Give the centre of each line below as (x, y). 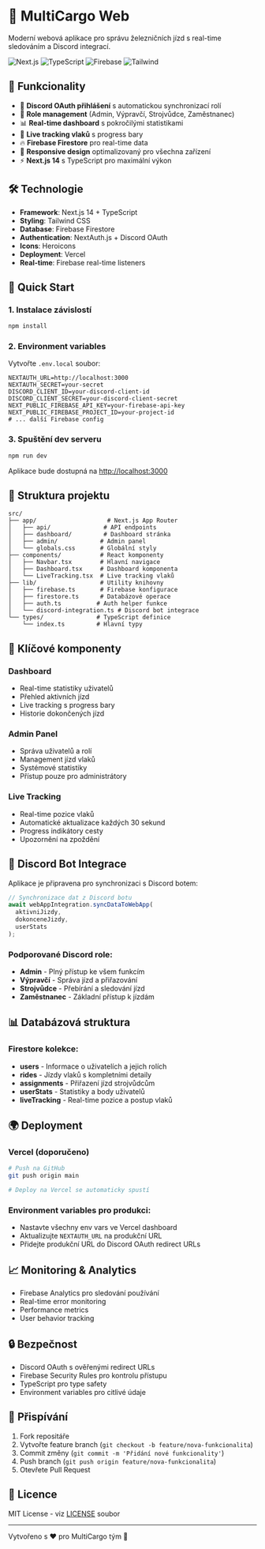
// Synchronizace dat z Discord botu (70, 897)
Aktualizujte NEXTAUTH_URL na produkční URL (91, 1236)
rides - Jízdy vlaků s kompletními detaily (86, 1074)
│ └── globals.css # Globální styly (82, 548)
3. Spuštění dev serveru (55, 439)
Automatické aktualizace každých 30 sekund (92, 822)
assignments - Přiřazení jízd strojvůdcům (87, 1083)
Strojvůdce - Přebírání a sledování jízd (82, 989)
